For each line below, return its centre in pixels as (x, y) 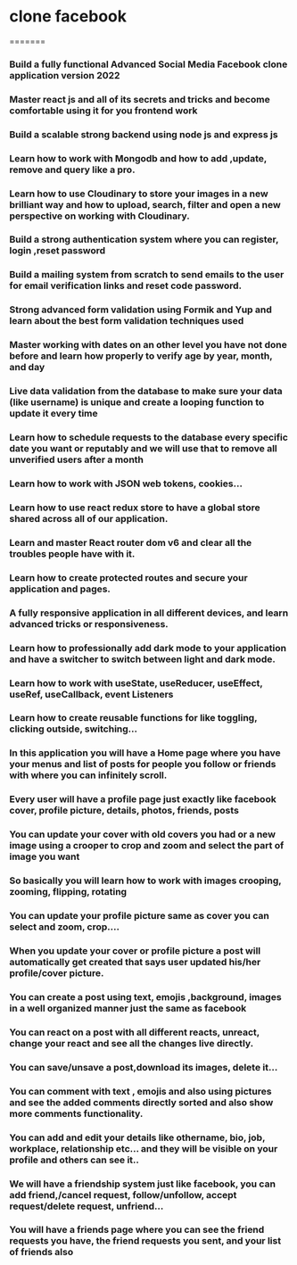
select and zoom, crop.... (65, 927)
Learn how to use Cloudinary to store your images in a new (139, 194)
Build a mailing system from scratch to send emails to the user (147, 275)
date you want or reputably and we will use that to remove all (144, 449)
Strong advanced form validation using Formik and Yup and (140, 310)
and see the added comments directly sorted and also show (141, 1102)
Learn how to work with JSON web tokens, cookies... (126, 484)
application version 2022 (65, 75)
